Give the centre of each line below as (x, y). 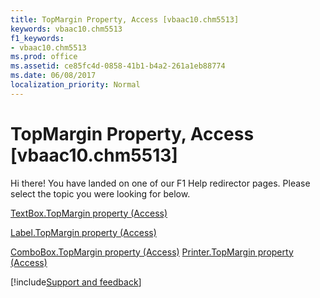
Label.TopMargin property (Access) (83, 232)
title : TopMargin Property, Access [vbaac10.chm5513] (125, 19)
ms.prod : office (44, 57)
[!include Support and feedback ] (76, 282)
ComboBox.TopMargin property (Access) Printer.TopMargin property (152, 252)
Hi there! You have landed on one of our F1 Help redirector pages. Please (160, 183)
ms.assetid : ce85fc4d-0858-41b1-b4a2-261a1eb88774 (118, 66)
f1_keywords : (37, 38)
